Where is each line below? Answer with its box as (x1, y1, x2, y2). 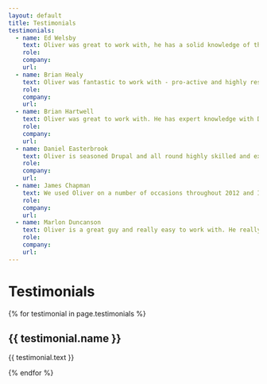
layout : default (8, 11, 62, 20)
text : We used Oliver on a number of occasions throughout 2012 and (22, 188, 254, 197)
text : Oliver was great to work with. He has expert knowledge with (22, 115, 254, 123)
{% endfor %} (8, 368, 54, 378)
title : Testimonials (8, 19, 77, 27)
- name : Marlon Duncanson (15, 219, 102, 227)
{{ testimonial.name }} (8, 332, 122, 345)
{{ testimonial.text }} (8, 353, 75, 363)
